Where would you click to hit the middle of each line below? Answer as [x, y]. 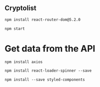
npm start [15, 29]
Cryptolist [21, 8]
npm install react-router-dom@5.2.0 [43, 19]
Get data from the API [50, 48]
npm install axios [24, 62]
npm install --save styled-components [45, 80]
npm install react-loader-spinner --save [48, 71]
